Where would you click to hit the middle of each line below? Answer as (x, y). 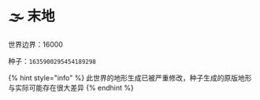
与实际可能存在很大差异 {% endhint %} (71, 87)
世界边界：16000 (35, 44)
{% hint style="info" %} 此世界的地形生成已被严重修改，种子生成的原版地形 (130, 78)
